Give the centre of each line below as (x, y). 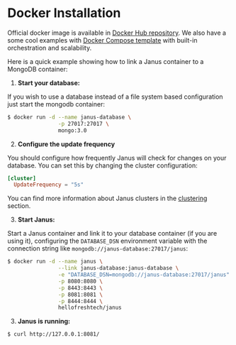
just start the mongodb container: (56, 104)
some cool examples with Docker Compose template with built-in (102, 40)
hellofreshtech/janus (90, 308)
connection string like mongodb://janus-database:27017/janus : (98, 248)
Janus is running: (44, 322)
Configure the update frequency (66, 144)
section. (19, 206)
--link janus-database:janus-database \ (118, 268)
